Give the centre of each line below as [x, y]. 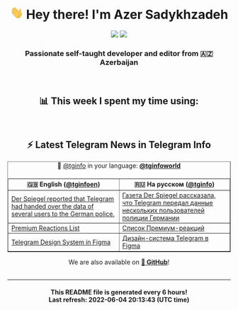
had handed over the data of [53, 207]
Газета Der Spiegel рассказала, [169, 195]
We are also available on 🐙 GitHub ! [119, 262]
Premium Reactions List [46, 228]
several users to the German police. [63, 214]
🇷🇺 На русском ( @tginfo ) [174, 184]
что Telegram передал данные [168, 202]
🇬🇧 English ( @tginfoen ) [64, 184]
